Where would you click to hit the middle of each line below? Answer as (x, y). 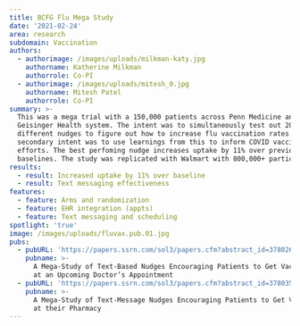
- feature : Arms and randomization (83, 201)
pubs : (19, 242)
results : (25, 167)
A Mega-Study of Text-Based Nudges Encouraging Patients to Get (155, 267)
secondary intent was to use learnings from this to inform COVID (143, 142)
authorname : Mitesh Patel (74, 92)
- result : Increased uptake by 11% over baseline (111, 175)
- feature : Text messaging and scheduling (97, 217)
